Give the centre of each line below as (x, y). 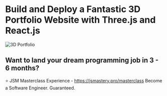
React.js (23, 31)
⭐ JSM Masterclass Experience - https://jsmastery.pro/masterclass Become (84, 80)
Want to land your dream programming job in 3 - (82, 61)
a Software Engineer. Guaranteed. (40, 88)
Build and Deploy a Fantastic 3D (73, 9)
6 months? (22, 68)
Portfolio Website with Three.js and (80, 20)
